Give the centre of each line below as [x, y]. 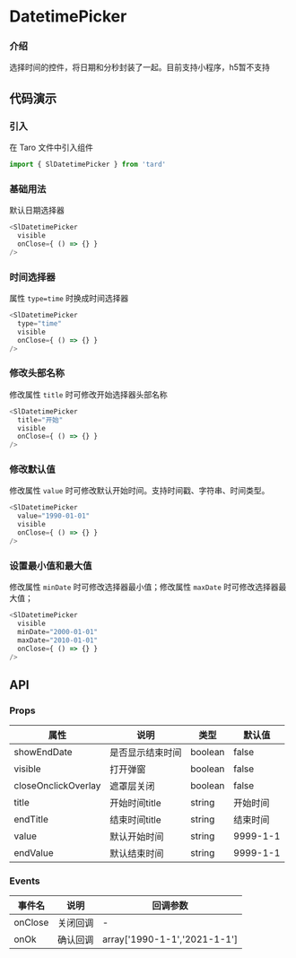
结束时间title [135, 820]
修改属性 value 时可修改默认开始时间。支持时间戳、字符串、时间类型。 [139, 491]
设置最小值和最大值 [51, 565]
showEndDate [44, 753]
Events [25, 881]
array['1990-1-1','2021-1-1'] [170, 939]
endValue [34, 853]
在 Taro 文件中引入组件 [52, 148]
